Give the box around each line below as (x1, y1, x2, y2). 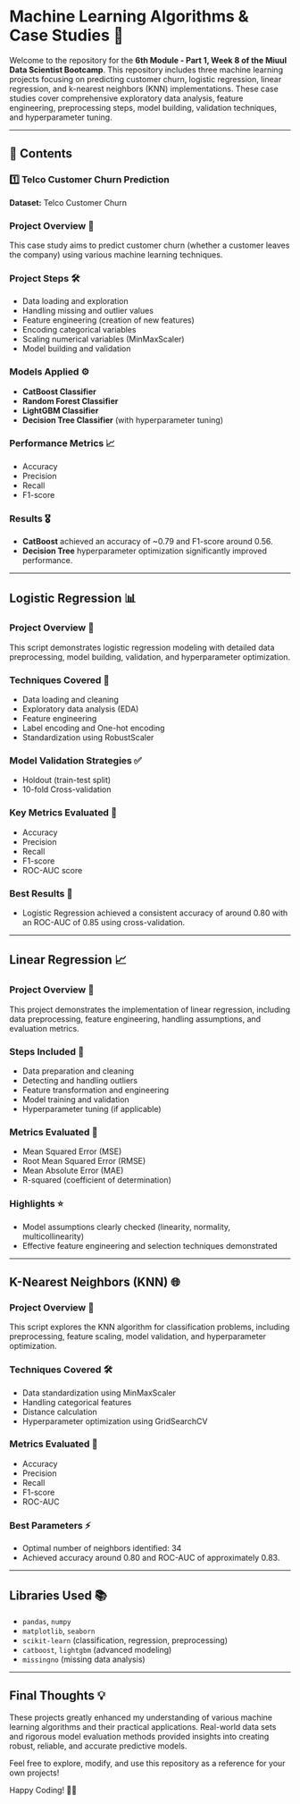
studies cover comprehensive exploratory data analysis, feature (9, 92, 244, 104)
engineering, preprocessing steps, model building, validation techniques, (9, 102, 278, 113)
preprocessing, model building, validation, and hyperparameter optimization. (9, 651, 291, 662)
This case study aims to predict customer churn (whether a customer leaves (9, 240, 290, 250)
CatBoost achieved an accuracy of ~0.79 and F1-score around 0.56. (21, 536, 274, 547)
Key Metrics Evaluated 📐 (9, 806, 118, 819)
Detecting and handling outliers (21, 1075, 138, 1085)
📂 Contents (9, 146, 73, 162)
